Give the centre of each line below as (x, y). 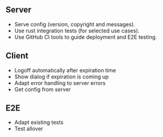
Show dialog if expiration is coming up (61, 77)
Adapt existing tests (39, 123)
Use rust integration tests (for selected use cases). (77, 31)
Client (17, 56)
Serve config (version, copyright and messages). (75, 24)
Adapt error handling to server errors (60, 83)
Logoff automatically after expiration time (65, 70)
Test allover (28, 129)
